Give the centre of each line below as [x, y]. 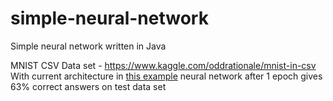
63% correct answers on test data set [88, 86]
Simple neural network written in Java [88, 46]
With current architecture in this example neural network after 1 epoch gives [166, 76]
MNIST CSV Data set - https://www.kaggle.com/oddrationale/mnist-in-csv [163, 65]
